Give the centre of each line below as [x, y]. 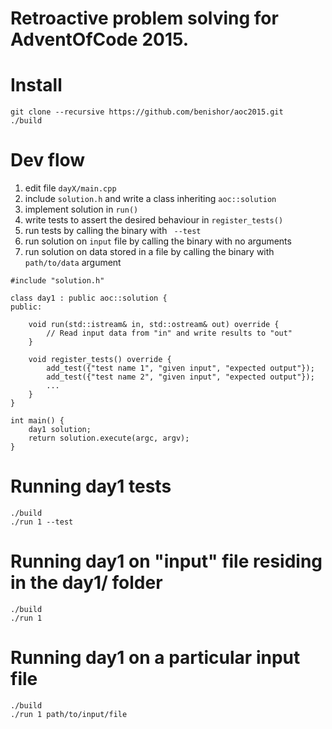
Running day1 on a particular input [155, 658]
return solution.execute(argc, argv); [109, 438]
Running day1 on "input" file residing [166, 561]
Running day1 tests [91, 486]
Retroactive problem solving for [144, 18]
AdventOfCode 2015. [100, 39]
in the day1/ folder [86, 583]
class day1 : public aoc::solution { [89, 298]
